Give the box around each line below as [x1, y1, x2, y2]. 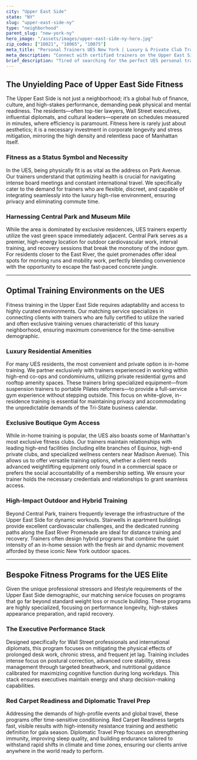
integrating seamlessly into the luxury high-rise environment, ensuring [6, 191, 176, 198]
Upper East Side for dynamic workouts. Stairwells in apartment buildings [6, 516, 181, 523]
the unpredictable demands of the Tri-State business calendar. [6, 404, 158, 411]
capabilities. [6, 682, 35, 689]
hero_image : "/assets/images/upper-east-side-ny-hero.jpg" [6, 36, 154, 42]
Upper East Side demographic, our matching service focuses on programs [6, 592, 186, 599]
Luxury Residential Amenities [6, 347, 92, 355]
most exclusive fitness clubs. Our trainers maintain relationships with [6, 438, 172, 445]
